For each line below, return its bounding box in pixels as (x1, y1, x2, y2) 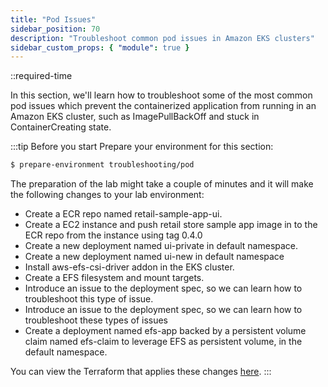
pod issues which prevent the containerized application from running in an (10, 100, 317, 112)
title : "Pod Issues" (10, 14, 97, 25)
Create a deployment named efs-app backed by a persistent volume (24, 325, 307, 337)
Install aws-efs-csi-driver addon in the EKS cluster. (24, 261, 235, 273)
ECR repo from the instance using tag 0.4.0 (24, 229, 203, 241)
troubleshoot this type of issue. (24, 293, 154, 305)
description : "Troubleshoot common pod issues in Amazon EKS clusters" (10, 33, 315, 43)
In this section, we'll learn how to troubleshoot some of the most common (10, 89, 313, 101)
